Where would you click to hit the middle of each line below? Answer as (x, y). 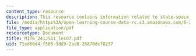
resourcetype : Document (35, 33)
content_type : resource (35, 11)
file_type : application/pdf (40, 28)
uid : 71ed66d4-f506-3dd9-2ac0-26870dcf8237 (60, 44)
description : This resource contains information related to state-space (98, 17)
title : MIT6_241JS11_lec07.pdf (44, 38)
